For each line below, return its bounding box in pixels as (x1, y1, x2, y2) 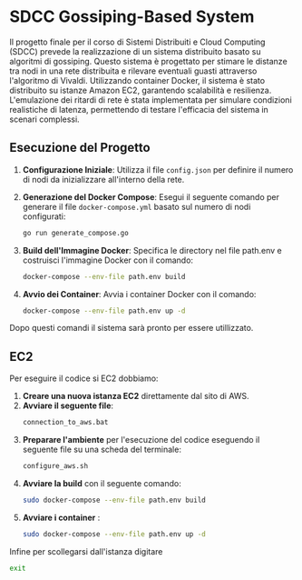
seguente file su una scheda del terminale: (22, 444, 181, 455)
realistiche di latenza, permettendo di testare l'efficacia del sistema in (9, 104, 269, 115)
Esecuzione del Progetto (9, 140, 151, 155)
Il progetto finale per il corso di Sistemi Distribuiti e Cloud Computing (9, 36, 266, 47)
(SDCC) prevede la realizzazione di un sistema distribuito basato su (9, 45, 261, 56)
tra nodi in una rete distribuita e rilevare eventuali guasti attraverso (9, 65, 258, 76)
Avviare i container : (22, 512, 101, 523)
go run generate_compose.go (22, 228, 129, 237)
